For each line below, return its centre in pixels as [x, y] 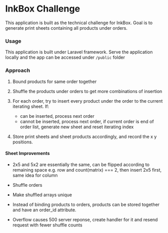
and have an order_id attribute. [44, 210]
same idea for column [35, 175]
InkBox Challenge [43, 9]
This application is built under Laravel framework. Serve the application [79, 52]
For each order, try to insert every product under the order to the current [88, 101]
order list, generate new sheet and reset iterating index [77, 127]
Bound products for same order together [55, 82]
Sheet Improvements [28, 153]
